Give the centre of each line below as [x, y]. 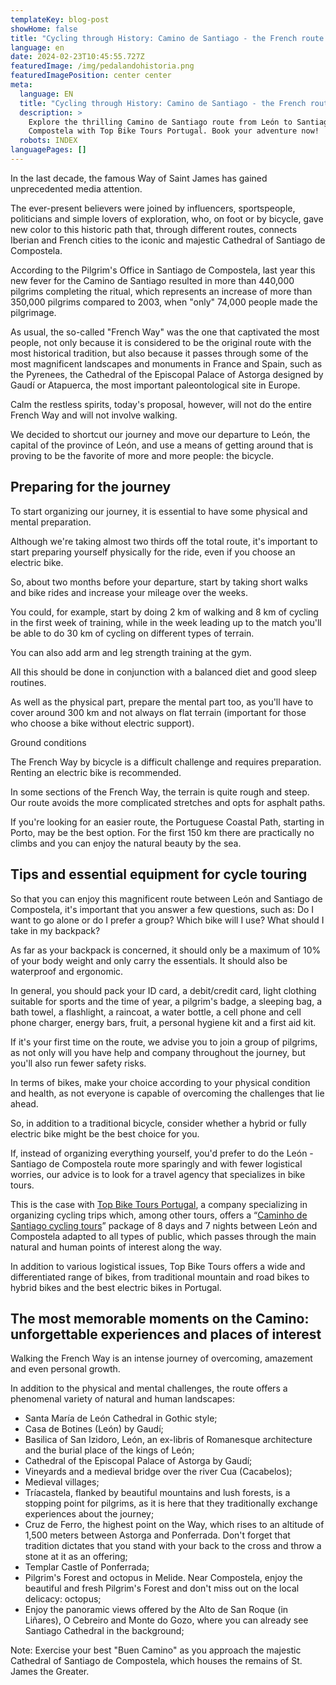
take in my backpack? [55, 930]
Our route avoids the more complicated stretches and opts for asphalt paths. [168, 802]
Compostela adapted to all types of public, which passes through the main [163, 1236]
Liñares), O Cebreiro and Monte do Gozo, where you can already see [166, 1620]
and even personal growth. [65, 1369]
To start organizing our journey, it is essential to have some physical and [159, 511]
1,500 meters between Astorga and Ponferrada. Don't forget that [157, 1535]
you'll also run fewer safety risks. [78, 1063]
